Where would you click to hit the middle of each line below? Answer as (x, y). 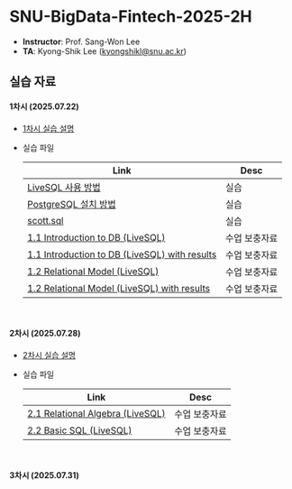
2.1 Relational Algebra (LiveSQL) (96, 413)
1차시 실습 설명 (48, 128)
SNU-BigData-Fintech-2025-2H (131, 17)
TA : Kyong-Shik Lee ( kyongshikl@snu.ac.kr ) (105, 51)
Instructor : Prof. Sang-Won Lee (81, 42)
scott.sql (45, 220)
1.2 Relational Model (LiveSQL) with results (118, 288)
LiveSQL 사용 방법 (64, 187)
